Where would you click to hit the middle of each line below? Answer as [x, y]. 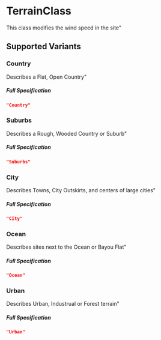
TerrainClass [39, 11]
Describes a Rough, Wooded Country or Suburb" [67, 133]
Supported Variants [44, 47]
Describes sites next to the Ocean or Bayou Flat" [66, 247]
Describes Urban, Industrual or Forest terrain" [63, 304]
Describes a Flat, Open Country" [47, 77]
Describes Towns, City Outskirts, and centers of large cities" [81, 190]
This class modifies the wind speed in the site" [64, 28]
